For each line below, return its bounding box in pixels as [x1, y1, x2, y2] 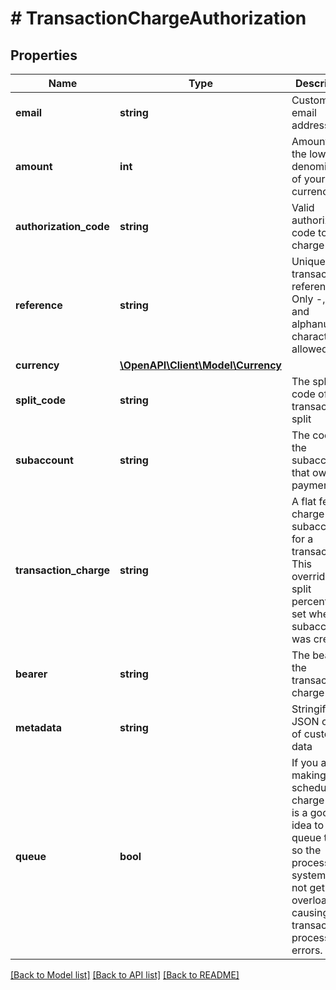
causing [291, 906, 330, 919]
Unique [291, 255, 326, 268]
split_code [15, 393, 67, 407]
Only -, [291, 292, 326, 306]
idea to [291, 818, 325, 832]
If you [291, 756, 319, 769]
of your [291, 172, 326, 186]
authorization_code [15, 220, 110, 233]
